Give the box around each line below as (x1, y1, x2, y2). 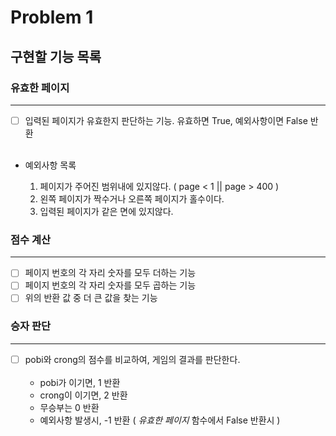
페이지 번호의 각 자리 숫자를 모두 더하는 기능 (24, 267, 197, 279)
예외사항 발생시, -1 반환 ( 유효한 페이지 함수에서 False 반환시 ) (39, 414, 281, 426)
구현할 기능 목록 (10, 48, 102, 65)
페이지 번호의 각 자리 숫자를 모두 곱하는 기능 (24, 279, 197, 291)
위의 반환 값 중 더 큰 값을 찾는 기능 (24, 292, 158, 304)
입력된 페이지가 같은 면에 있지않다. (39, 205, 174, 217)
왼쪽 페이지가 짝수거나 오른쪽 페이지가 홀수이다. (39, 192, 225, 205)
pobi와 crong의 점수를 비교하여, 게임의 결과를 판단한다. (24, 353, 241, 365)
